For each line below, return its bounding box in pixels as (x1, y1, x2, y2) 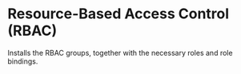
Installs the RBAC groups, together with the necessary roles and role (7, 48, 233, 57)
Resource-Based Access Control (7, 5, 230, 23)
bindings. (7, 56, 38, 66)
